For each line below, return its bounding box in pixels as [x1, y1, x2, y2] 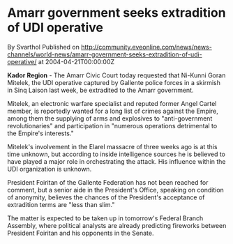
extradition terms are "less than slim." [7, 200, 115, 208]
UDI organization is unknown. [7, 165, 92, 173]
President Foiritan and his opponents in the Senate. [7, 229, 154, 237]
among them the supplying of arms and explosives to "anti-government [7, 114, 213, 123]
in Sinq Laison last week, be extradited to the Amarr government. [7, 86, 194, 94]
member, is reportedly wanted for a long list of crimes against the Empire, [7, 107, 218, 115]
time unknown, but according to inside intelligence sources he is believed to [7, 150, 225, 158]
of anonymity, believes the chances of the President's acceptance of [7, 193, 205, 201]
